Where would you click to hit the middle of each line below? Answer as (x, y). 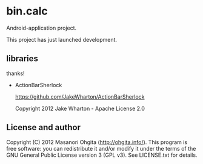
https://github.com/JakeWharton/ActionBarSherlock (80, 97)
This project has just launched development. (62, 39)
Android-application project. (42, 28)
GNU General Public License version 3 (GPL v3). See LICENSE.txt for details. (102, 155)
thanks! (16, 73)
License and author (43, 127)
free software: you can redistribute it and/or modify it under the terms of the (101, 148)
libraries (22, 59)
